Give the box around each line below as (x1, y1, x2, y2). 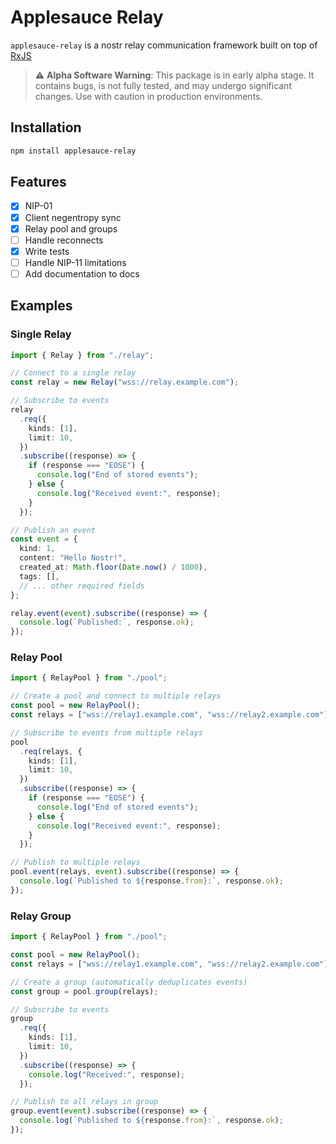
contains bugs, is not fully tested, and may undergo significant (34, 79, 292, 91)
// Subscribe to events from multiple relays (10, 727, 203, 738)
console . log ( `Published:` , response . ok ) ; (19, 617, 195, 628)
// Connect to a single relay (10, 368, 137, 378)
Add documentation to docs (24, 267, 140, 280)
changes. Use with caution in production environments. (34, 90, 263, 102)
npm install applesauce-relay (10, 146, 137, 156)
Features (10, 174, 67, 191)
